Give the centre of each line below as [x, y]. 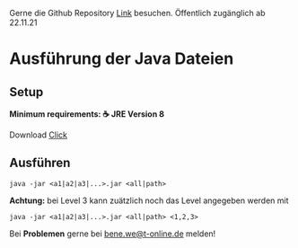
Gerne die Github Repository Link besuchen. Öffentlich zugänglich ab [138, 13]
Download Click [38, 135]
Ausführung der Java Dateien [122, 59]
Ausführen [40, 163]
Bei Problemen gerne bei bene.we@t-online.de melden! [113, 234]
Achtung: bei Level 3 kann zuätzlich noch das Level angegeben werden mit [149, 200]
